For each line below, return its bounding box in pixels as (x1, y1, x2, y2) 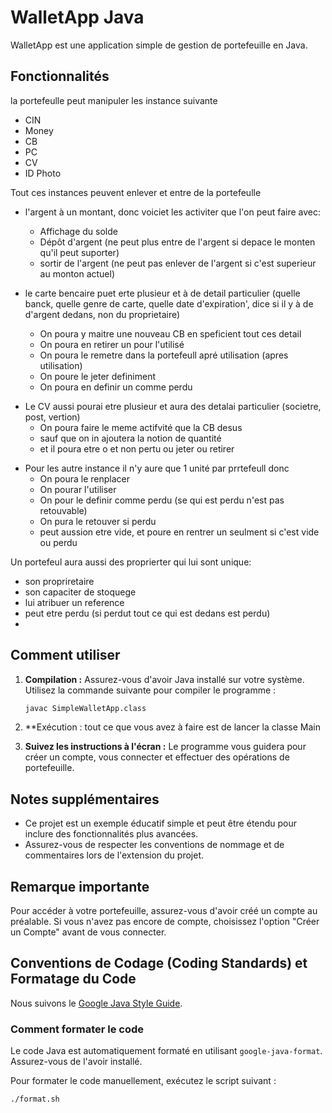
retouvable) (39, 504, 88, 516)
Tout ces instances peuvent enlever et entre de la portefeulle (10, 186, 262, 198)
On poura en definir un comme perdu (39, 381, 193, 393)
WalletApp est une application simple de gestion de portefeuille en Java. (10, 39, 308, 51)
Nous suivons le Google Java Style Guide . (10, 997, 183, 1009)
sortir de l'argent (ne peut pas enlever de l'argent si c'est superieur (39, 257, 317, 269)
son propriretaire (24, 575, 95, 587)
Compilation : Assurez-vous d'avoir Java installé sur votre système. (24, 673, 305, 685)
